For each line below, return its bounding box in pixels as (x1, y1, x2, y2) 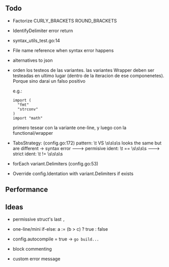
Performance (5, 185, 48, 194)
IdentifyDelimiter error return (12, 28, 73, 34)
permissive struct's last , (12, 216, 65, 223)
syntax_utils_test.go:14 (12, 37, 60, 43)
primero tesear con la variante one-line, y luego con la (12, 125, 127, 131)
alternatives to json (12, 57, 53, 63)
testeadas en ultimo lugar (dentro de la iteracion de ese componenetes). (12, 72, 164, 79)
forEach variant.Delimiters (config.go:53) (12, 160, 98, 166)
